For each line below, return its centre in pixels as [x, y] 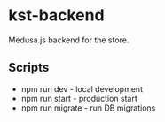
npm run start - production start [79, 98]
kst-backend [56, 15]
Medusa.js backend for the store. [69, 40]
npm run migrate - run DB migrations [88, 108]
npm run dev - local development [82, 88]
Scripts [29, 68]
